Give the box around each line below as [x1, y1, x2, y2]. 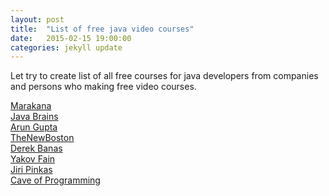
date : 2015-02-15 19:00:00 [10, 33, 132, 43]
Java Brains [10, 111, 59, 123]
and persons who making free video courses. [10, 81, 197, 93]
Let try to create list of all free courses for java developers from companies [10, 70, 319, 82]
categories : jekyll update [10, 42, 123, 53]
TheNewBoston [10, 132, 75, 144]
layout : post [10, 14, 65, 25]
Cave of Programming [10, 174, 101, 186]
